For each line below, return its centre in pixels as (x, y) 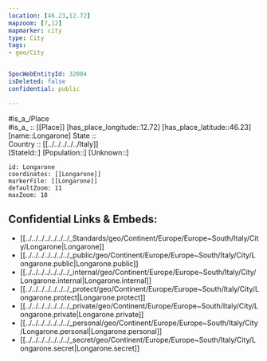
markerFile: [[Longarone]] (53, 181)
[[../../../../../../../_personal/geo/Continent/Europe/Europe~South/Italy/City (139, 323)
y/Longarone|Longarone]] (62, 247)
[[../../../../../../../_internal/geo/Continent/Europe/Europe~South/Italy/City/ (138, 273)
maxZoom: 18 (28, 195)
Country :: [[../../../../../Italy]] (53, 143)
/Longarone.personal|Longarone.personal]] (91, 332)
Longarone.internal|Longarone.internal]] (86, 281)
